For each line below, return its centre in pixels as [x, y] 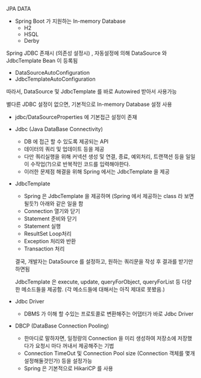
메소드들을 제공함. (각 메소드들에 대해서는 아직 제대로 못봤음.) [93, 289]
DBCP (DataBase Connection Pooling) [62, 326]
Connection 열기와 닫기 [52, 211]
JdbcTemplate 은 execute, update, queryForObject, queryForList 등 [97, 282]
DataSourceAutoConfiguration [52, 73]
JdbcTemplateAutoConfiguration [55, 79]
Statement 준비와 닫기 [50, 218]
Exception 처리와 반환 [50, 241]
